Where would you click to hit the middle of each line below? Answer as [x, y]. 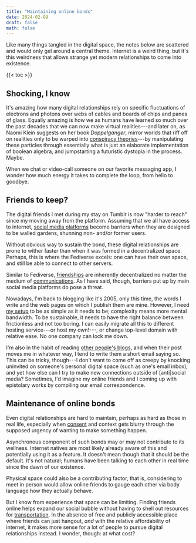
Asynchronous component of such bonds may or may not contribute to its [95, 442]
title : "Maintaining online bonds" [50, 11]
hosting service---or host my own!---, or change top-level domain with [92, 330]
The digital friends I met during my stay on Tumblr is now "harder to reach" [97, 214]
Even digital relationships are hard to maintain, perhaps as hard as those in [96, 418]
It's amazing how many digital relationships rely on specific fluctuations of [96, 108]
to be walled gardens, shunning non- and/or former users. [76, 233]
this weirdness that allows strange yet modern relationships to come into [94, 57]
